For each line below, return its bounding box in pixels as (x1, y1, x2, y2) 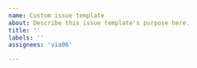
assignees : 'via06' (8, 41, 73, 49)
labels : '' (8, 33, 44, 42)
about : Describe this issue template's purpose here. (8, 19, 191, 27)
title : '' (8, 26, 41, 34)
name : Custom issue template (8, 11, 105, 20)
